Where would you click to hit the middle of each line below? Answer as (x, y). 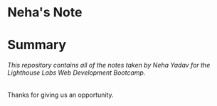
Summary (37, 45)
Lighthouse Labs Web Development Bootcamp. (76, 73)
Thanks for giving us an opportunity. (60, 95)
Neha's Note (45, 12)
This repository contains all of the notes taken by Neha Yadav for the (109, 65)
